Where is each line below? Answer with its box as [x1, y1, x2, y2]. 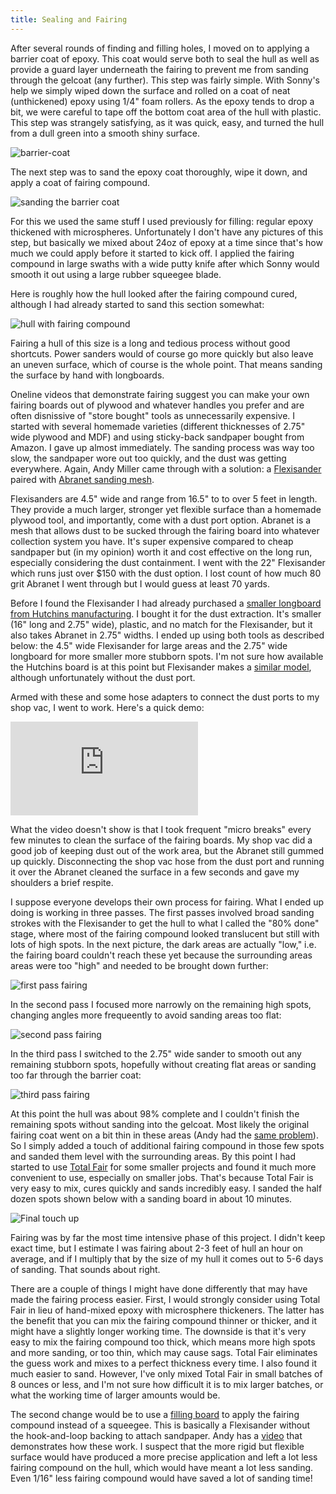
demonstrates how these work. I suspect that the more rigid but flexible [10, 1440, 305, 1452]
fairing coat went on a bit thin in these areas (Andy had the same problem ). [10, 1129, 319, 1141]
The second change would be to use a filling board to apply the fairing [10, 1408, 300, 1420]
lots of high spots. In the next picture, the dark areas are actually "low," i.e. [10, 938, 317, 950]
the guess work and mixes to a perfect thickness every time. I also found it [10, 1357, 318, 1369]
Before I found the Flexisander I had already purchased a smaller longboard [10, 597, 322, 609]
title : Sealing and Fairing [10, 14, 128, 25]
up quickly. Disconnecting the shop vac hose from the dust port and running [10, 855, 325, 867]
